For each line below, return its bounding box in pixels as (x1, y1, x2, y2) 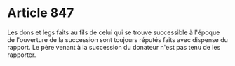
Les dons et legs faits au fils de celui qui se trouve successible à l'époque (7, 28, 220, 37)
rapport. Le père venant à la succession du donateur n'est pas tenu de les (7, 43, 221, 51)
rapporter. (7, 51, 36, 59)
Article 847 (7, 5, 74, 21)
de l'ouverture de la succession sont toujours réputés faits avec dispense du (7, 35, 228, 44)
